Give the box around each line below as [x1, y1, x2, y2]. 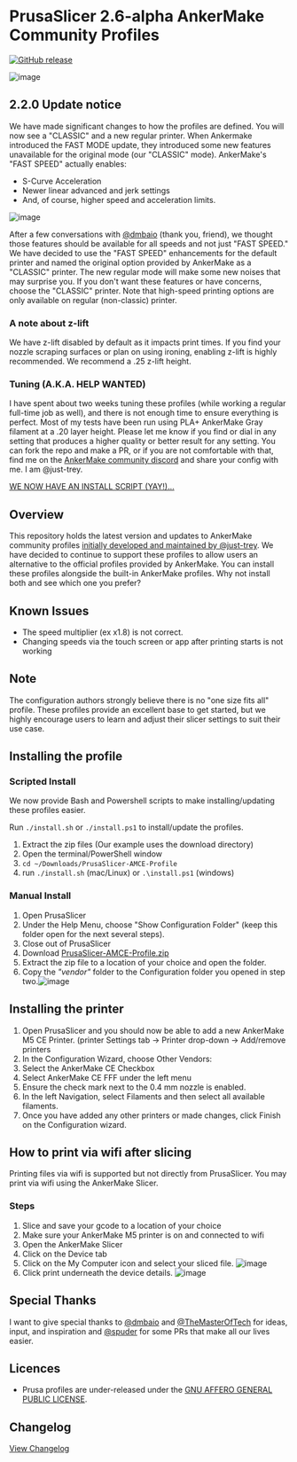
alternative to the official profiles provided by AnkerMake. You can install [9, 559, 275, 569]
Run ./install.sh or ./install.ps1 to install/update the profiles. [9, 822, 244, 833]
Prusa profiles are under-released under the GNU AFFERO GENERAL [21, 1385, 273, 1396]
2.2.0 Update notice [9, 98, 122, 113]
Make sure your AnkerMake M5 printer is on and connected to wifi [21, 1230, 264, 1240]
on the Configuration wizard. [21, 1119, 127, 1130]
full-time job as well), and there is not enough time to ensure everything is [9, 408, 279, 418]
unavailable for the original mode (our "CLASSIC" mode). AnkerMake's [9, 149, 268, 160]
